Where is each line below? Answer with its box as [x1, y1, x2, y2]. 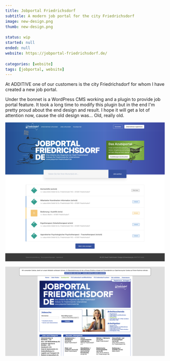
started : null [5, 40, 35, 45]
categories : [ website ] [5, 61, 53, 67]
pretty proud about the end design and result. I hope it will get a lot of [5, 107, 150, 113]
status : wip [5, 35, 30, 40]
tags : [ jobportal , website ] [5, 67, 65, 72]
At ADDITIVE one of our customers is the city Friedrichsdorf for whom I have [5, 81, 165, 87]
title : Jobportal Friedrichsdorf [5, 8, 76, 13]
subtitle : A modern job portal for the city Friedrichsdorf [5, 13, 135, 19]
